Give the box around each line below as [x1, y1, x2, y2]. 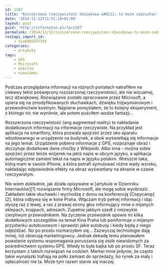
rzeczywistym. [5, 171, 35, 177]
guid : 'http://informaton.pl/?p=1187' [5, 25, 84, 30]
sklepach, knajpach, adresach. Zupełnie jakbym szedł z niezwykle [5, 207, 138, 212]
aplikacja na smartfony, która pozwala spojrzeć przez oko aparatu [5, 130, 138, 136]
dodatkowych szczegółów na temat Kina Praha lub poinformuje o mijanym [5, 217, 154, 223]
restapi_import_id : [5, 35, 45, 40]
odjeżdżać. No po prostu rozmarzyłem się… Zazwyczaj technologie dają [5, 228, 150, 233]
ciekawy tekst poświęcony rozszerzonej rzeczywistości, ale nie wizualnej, [5, 89, 154, 95]
